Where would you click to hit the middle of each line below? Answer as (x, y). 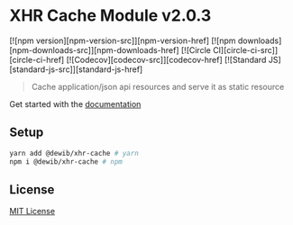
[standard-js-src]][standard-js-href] (76, 69)
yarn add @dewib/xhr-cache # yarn (74, 153)
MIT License (32, 211)
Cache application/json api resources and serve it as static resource (158, 86)
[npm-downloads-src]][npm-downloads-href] (94, 49)
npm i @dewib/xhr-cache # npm (66, 162)
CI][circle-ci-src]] (246, 49)
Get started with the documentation (75, 103)
